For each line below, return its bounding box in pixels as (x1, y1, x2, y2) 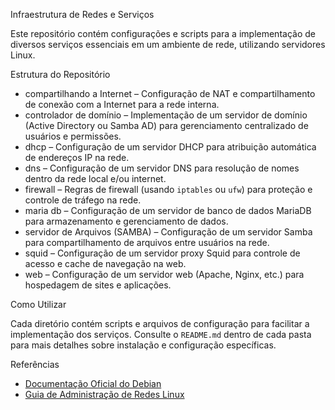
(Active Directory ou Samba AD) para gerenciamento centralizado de (24, 120, 309, 131)
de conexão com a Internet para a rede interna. (24, 99, 220, 110)
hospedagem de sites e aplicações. (24, 279, 172, 291)
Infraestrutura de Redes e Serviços (10, 9, 155, 20)
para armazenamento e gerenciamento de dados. (24, 215, 229, 227)
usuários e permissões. (24, 130, 122, 142)
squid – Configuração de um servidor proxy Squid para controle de (24, 247, 301, 259)
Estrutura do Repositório (10, 69, 111, 80)
